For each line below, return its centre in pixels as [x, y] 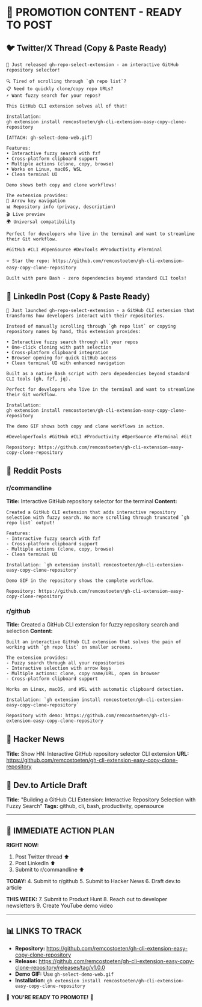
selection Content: [29, 631]
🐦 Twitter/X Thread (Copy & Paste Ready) [87, 48]
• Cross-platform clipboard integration [58, 352]
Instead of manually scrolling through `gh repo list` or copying [91, 326]
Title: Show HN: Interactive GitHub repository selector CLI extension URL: [98, 753]
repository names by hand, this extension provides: [74, 331]
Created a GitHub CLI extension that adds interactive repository [91, 512]
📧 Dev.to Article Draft [47, 785]
